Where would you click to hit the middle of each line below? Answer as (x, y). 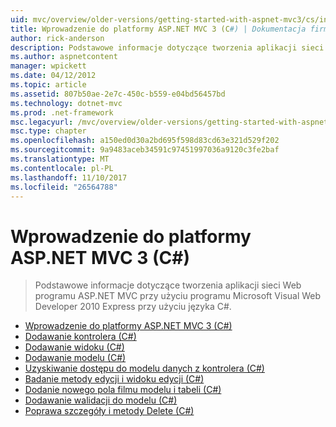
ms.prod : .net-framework (62, 112)
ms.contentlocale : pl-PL (62, 168)
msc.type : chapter (48, 131)
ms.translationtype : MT (60, 159)
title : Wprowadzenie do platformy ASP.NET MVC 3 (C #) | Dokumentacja (158, 29)
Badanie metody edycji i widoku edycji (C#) (114, 379)
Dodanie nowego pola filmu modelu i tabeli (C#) (123, 390)
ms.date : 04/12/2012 (53, 76)
